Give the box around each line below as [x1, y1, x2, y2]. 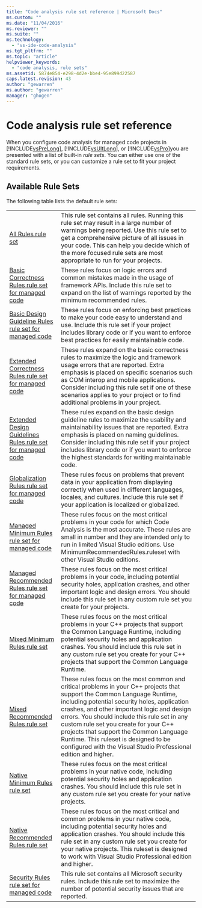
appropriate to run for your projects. [61, 256, 162, 265]
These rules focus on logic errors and [61, 266, 167, 274]
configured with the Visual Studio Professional [61, 742, 191, 750]
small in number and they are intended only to [61, 533, 191, 541]
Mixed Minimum [9, 635, 55, 643]
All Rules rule [9, 230, 46, 238]
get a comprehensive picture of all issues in [61, 233, 184, 242]
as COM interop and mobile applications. [61, 375, 176, 384]
